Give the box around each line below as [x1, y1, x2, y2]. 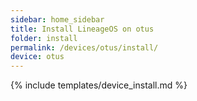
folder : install [10, 33, 78, 43]
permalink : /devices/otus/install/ [10, 42, 159, 53]
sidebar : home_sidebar [10, 14, 105, 25]
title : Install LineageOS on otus [10, 24, 155, 34]
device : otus [10, 52, 65, 62]
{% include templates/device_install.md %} [10, 79, 188, 91]
